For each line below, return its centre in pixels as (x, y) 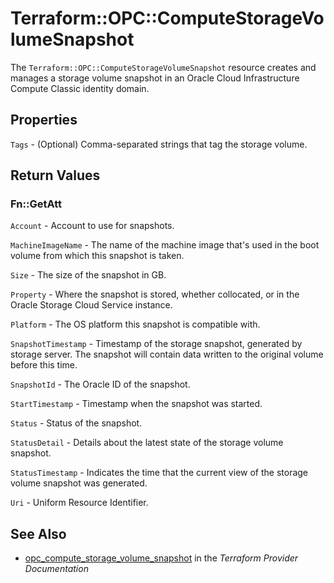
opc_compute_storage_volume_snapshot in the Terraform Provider (161, 558)
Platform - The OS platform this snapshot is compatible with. (135, 324)
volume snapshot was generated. (79, 483)
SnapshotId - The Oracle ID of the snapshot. (100, 384)
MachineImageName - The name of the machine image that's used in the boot (165, 245)
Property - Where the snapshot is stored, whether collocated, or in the (155, 294)
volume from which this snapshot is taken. (97, 256)
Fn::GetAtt (36, 204)
